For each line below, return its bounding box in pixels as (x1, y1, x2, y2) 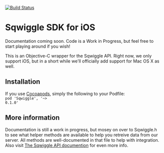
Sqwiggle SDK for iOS (5, 22, 96, 33)
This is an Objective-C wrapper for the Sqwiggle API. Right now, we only (5, 53, 152, 59)
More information (5, 114, 60, 122)
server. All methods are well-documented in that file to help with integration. (5, 137, 160, 143)
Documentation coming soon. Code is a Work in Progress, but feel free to (5, 38, 154, 44)
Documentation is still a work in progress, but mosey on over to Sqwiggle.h (5, 126, 158, 132)
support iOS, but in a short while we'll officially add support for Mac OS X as (5, 58, 160, 64)
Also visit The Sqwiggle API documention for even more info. (5, 142, 129, 148)
